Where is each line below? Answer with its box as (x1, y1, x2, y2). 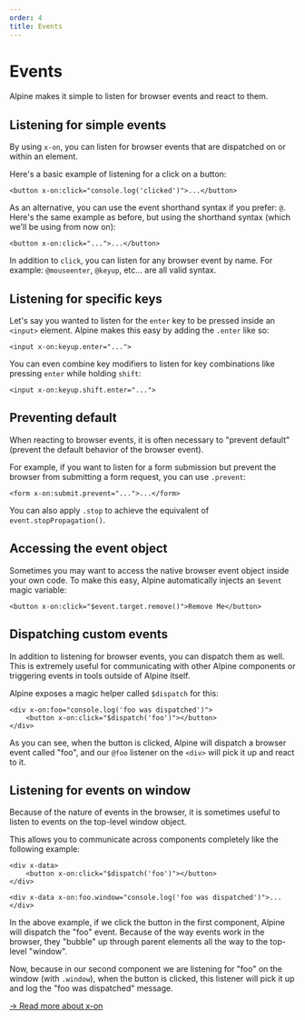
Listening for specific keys (9, 291, 163, 306)
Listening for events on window (9, 783, 192, 798)
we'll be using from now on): (9, 222, 116, 233)
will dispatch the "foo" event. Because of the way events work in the (9, 926, 265, 937)
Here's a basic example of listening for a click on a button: (9, 169, 227, 180)
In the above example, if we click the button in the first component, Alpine (9, 917, 286, 928)
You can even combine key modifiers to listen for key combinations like (9, 358, 275, 369)
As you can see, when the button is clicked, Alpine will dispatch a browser (9, 737, 287, 748)
